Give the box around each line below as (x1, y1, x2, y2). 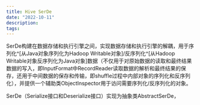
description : (6, 20, 39, 26)
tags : (6, 25, 20, 32)
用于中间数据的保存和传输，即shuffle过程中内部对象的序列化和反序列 (21, 72, 191, 79)
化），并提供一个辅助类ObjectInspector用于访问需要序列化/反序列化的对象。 (6, 80, 192, 87)
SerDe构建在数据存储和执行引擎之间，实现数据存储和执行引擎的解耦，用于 (6, 42, 189, 50)
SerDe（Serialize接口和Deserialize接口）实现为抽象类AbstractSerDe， (6, 92, 179, 100)
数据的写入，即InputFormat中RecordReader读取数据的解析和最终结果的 (6, 65, 181, 72)
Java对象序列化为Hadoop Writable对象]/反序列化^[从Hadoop (26, 50, 175, 57)
